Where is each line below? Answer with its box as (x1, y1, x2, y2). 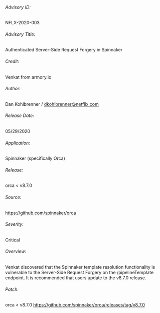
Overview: (5, 248, 27, 255)
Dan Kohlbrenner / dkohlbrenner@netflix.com (5, 101, 99, 107)
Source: (5, 194, 22, 200)
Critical (5, 237, 20, 243)
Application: (5, 140, 30, 146)
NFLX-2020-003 (5, 20, 40, 26)
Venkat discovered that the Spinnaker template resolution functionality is (5, 264, 155, 270)
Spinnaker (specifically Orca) (5, 155, 65, 161)
